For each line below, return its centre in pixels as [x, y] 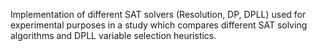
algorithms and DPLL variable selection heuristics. [113, 35]
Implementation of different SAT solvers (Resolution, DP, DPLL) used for [158, 14]
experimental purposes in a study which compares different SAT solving [159, 25]
